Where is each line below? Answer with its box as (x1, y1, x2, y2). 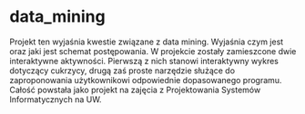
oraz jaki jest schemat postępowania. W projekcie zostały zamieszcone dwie (9, 45, 297, 56)
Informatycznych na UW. (9, 93, 102, 105)
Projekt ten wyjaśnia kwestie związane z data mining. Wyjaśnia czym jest (9, 36, 284, 47)
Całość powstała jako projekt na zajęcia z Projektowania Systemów (9, 84, 261, 95)
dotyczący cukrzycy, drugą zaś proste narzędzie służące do (9, 65, 235, 76)
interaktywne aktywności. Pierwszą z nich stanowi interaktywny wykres (9, 55, 280, 66)
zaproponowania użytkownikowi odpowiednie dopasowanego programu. (9, 74, 282, 85)
